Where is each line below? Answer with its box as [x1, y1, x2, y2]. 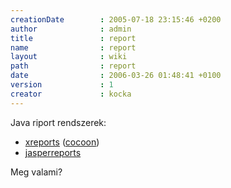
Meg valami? [10, 166, 63, 178]
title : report [10, 33, 137, 43]
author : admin [10, 24, 132, 34]
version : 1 [10, 80, 114, 90]
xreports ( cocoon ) [24, 136, 100, 148]
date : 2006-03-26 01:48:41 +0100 [10, 71, 222, 81]
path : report [10, 61, 137, 71]
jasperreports [24, 146, 82, 158]
